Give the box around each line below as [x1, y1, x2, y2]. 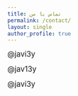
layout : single [7, 23, 52, 30]
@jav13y [7, 64, 37, 74]
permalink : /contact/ [7, 17, 72, 24]
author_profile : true [7, 30, 72, 37]
